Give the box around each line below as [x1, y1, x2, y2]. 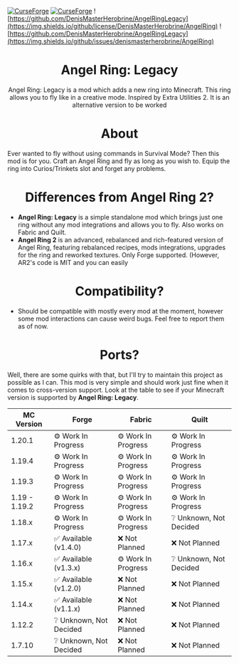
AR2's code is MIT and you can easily [17, 258, 129, 266]
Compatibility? [75, 284, 164, 299]
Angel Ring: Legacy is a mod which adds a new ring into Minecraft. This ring [8, 85, 231, 94]
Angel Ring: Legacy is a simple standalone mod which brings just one [17, 212, 223, 221]
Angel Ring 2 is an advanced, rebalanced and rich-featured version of [17, 235, 224, 244]
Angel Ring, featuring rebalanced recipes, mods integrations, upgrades [17, 243, 226, 251]
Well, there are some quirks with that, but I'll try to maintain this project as [7, 370, 223, 379]
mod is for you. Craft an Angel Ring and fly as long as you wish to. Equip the [7, 157, 230, 165]
